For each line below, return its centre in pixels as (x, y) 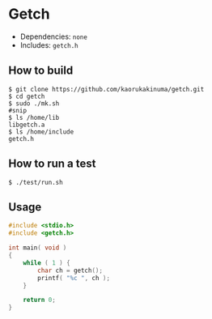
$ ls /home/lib (34, 117)
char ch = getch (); (70, 270)
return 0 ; (40, 300)
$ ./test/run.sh (36, 182)
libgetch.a (27, 125)
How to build (41, 71)
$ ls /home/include (41, 132)
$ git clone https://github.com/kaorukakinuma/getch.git (106, 89)
